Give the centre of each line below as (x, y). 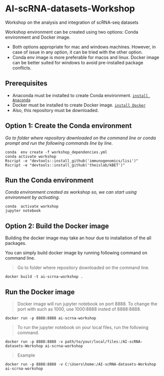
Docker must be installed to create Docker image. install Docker (79, 105)
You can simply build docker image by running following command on (76, 253)
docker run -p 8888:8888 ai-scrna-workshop (51, 318)
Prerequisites (26, 83)
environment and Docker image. (38, 37)
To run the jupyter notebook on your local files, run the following (83, 327)
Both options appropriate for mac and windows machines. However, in (84, 47)
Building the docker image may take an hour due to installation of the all (78, 238)
